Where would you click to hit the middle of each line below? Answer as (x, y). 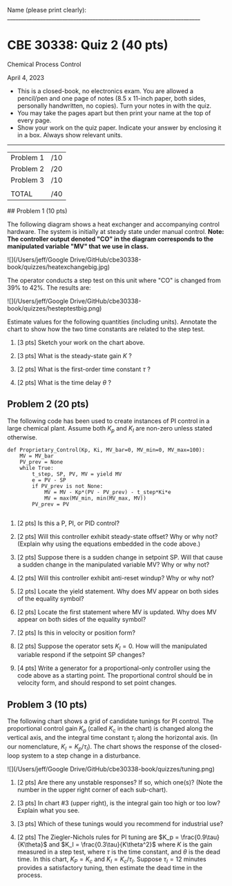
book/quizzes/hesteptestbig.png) (55, 308)
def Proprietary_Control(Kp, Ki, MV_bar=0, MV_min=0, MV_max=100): (106, 450)
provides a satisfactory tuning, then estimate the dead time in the (110, 868)
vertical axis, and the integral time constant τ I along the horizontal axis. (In (113, 738)
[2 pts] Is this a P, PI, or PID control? (68, 523)
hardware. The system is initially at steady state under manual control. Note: (116, 231)
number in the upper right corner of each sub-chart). (92, 789)
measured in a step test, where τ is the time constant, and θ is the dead (119, 851)
